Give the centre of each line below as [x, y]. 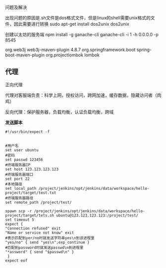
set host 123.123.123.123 [32, 169]
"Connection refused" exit [33, 228]
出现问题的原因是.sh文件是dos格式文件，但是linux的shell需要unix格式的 [78, 18]
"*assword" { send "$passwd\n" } [40, 252]
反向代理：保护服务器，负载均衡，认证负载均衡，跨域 [59, 112]
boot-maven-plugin [25, 55]
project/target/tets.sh [30, 215]
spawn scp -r [19, 211]
